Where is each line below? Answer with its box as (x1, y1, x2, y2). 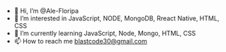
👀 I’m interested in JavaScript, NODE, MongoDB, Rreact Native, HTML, (13, 14, 220, 22)
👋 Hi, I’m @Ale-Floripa (13, 7, 79, 15)
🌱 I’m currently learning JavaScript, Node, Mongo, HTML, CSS (13, 29, 196, 37)
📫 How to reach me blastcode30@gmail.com (13, 37, 147, 45)
